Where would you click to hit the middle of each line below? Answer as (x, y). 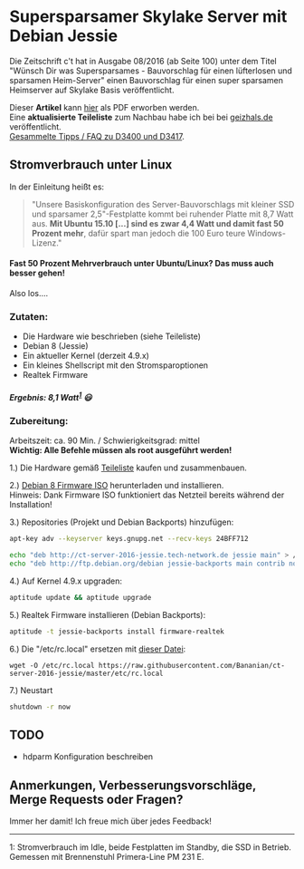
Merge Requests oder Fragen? (96, 799)
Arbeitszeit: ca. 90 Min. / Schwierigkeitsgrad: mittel (105, 440)
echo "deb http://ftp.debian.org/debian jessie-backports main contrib (147, 564)
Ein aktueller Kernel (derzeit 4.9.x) (85, 356)
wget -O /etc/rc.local (52, 665)
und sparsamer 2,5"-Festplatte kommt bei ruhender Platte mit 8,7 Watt (162, 214)
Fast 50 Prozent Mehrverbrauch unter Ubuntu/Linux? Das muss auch (142, 264)
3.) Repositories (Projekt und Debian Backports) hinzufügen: (122, 522)
